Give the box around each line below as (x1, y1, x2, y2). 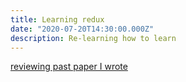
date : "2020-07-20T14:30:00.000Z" (10, 24, 155, 34)
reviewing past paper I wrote (10, 61, 128, 73)
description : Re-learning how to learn (10, 33, 177, 43)
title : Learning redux (10, 14, 105, 25)
